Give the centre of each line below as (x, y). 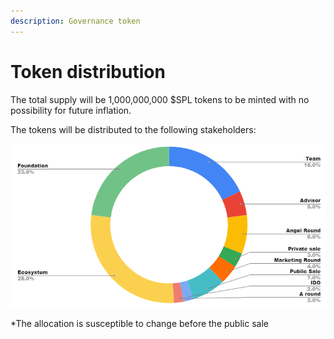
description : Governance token (75, 21)
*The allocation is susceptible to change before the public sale (139, 324)
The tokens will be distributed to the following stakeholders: (133, 129)
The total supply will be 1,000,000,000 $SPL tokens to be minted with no (160, 99)
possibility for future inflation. (71, 110)
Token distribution (88, 71)
